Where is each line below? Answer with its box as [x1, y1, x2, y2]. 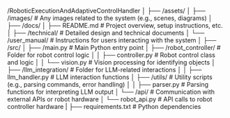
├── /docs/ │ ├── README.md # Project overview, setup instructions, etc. [7, 22, 223, 29]
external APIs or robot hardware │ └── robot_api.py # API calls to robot [7, 95, 213, 103]
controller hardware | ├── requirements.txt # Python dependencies [7, 103, 201, 110]
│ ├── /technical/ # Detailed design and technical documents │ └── [7, 28, 205, 37]
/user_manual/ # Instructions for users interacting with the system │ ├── [7, 36, 217, 44]
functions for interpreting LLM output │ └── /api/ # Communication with [7, 87, 215, 96]
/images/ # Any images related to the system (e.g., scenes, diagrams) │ [7, 14, 213, 22]
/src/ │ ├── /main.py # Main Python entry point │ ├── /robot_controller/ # [7, 44, 221, 51]
